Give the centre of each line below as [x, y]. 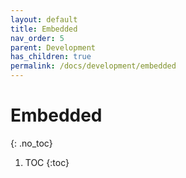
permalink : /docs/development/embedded [93, 66]
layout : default [44, 19]
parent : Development [53, 47]
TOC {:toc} [47, 162]
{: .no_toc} [31, 143]
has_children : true [51, 57]
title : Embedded [44, 29]
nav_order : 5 [37, 38]
